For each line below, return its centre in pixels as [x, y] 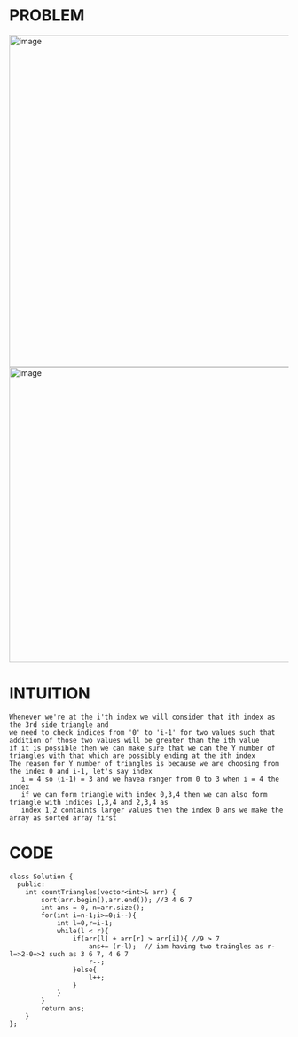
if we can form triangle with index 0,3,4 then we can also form [144, 794]
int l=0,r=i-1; [85, 923]
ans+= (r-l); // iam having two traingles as [176, 946]
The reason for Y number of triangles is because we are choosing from [144, 763]
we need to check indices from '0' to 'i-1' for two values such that [142, 732]
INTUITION [50, 694]
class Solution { [41, 877]
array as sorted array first [63, 818]
